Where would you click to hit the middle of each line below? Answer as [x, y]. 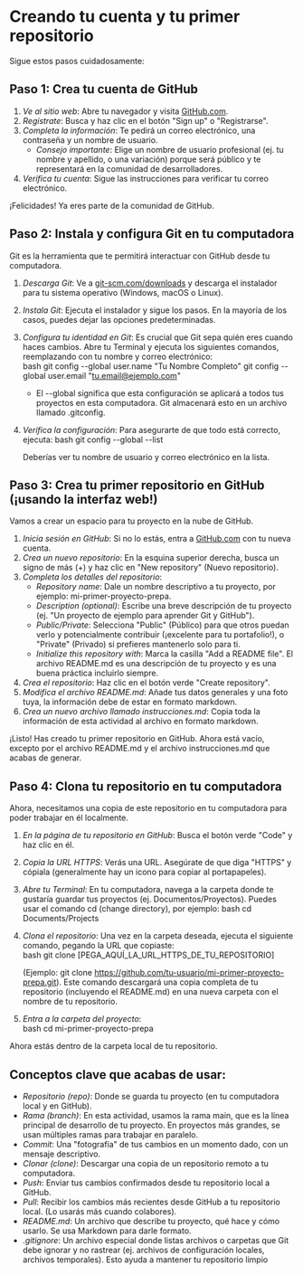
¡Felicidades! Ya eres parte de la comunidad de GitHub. [112, 205]
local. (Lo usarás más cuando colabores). [99, 1212]
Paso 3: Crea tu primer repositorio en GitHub [137, 485]
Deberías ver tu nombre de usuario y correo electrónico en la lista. [146, 457]
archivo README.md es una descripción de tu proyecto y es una [156, 664]
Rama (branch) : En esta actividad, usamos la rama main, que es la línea [156, 1115]
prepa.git [39, 982]
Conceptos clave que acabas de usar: [118, 1075]
